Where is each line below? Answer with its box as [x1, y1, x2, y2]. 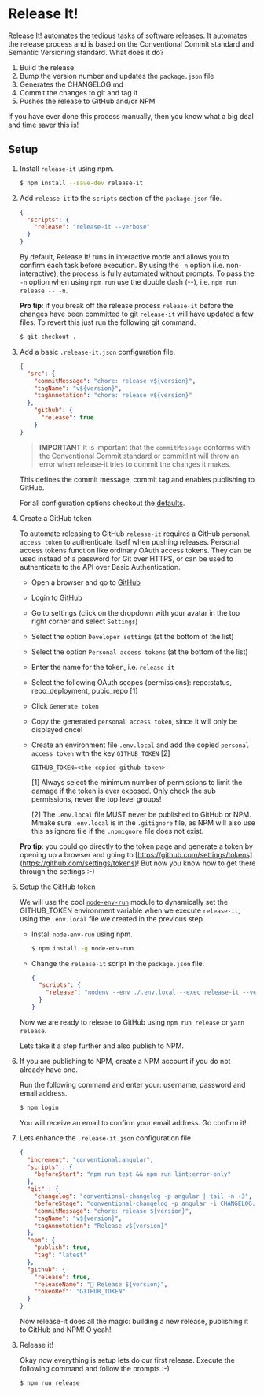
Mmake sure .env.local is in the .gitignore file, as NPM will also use [31, 817, 255, 828]
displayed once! [31, 724, 83, 734]
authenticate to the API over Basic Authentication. [19, 562, 181, 571]
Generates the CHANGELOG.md [19, 80, 124, 89]
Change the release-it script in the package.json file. [31, 958, 205, 968]
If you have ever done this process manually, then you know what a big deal [8, 111, 254, 121]
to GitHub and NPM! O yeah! [19, 1325, 112, 1334]
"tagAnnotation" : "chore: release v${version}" [34, 392, 192, 400]
